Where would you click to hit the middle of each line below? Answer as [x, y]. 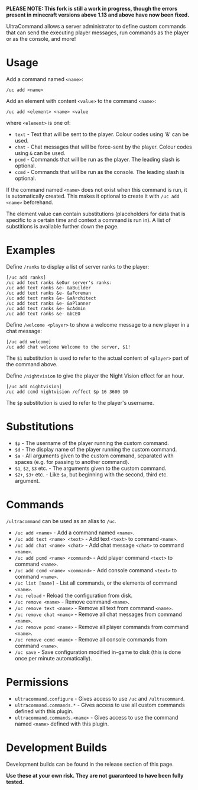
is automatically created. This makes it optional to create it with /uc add [93, 196]
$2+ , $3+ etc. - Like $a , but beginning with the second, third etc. [91, 474]
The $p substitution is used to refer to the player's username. [80, 402]
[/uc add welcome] [29, 342]
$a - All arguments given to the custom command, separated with [94, 456]
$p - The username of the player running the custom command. [92, 443]
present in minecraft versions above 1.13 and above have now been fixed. [98, 15]
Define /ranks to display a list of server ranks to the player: [78, 266]
